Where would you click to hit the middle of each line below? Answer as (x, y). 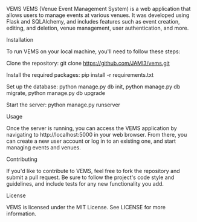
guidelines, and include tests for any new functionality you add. (85, 184)
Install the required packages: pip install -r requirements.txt (80, 75)
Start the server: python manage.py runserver (63, 105)
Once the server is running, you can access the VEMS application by (92, 128)
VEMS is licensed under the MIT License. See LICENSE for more (86, 207)
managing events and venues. (44, 147)
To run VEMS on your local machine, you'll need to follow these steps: (93, 51)
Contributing (22, 159)
